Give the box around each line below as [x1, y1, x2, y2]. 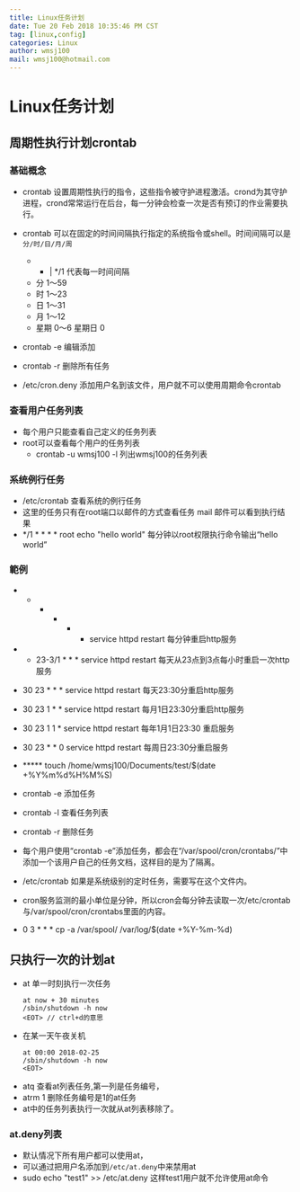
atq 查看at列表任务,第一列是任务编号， [22, 1081, 164, 1091]
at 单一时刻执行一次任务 [22, 977, 111, 989]
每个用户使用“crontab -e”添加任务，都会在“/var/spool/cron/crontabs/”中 [22, 845, 288, 856]
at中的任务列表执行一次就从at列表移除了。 [22, 1103, 179, 1114]
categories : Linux [9, 38, 78, 48]
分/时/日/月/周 [22, 239, 73, 248]
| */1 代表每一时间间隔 [49, 266, 130, 277]
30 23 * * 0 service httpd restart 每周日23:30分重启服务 [22, 742, 229, 752]
